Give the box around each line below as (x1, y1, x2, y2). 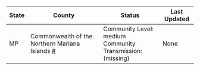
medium (103, 32, 126, 40)
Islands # (30, 47, 56, 55)
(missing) (103, 54, 130, 62)
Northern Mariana (30, 39, 80, 48)
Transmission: (103, 47, 143, 55)
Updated (164, 15, 189, 23)
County (53, 11, 75, 19)
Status (120, 11, 140, 19)
